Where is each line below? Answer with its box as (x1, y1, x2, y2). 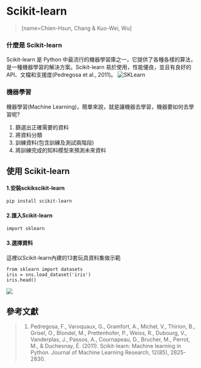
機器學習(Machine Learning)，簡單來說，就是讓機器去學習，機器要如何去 (6, 103, 189, 110)
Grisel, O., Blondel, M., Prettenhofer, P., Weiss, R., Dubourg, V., (30, 330, 187, 337)
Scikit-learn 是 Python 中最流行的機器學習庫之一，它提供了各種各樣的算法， (6, 56, 196, 63)
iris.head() (6, 276, 37, 283)
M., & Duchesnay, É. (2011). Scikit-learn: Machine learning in (30, 342, 182, 350)
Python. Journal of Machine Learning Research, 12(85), (30, 349, 169, 356)
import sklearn (6, 226, 45, 232)
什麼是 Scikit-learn (6, 41, 62, 49)
